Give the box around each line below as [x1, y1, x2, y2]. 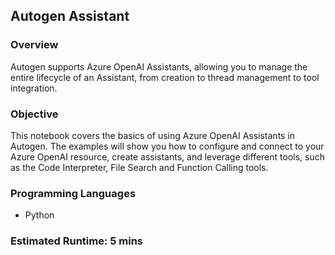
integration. [10, 82, 58, 94]
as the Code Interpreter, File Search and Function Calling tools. [10, 161, 269, 173]
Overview [10, 38, 59, 52]
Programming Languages [10, 186, 137, 200]
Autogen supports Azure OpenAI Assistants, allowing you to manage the [10, 60, 308, 73]
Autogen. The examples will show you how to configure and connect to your [10, 140, 325, 152]
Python [24, 209, 55, 221]
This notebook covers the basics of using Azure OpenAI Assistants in [10, 129, 296, 141]
